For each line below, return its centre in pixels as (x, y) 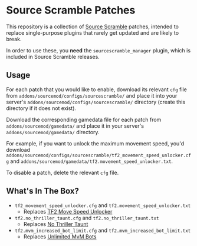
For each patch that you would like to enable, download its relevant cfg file (96, 89)
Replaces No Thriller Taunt (56, 224)
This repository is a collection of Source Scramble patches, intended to (92, 26)
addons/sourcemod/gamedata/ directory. (53, 132)
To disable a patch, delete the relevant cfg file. (63, 172)
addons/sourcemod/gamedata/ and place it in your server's (75, 126)
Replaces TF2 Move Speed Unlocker (68, 211)
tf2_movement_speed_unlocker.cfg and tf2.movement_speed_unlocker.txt (103, 205)
